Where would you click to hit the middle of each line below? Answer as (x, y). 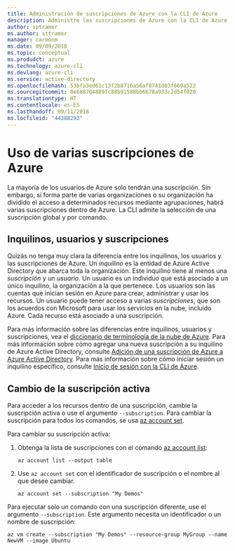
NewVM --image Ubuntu (39, 541)
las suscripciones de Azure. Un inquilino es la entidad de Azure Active (108, 263)
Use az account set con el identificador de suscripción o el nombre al (118, 474)
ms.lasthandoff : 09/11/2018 (48, 112)
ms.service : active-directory (52, 79)
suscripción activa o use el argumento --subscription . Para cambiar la (109, 413)
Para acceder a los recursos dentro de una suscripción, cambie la (102, 406)
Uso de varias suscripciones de (101, 153)
